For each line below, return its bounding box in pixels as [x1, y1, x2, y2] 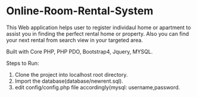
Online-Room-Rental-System [6, 4, 154, 18]
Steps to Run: [6, 60, 39, 67]
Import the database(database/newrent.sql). [14, 77, 124, 85]
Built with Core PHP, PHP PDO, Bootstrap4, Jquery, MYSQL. [6, 48, 153, 55]
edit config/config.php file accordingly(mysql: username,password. [14, 83, 180, 90]
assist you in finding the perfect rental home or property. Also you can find [6, 30, 189, 37]
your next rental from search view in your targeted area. [6, 36, 143, 43]
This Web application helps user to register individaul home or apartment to [6, 24, 192, 31]
